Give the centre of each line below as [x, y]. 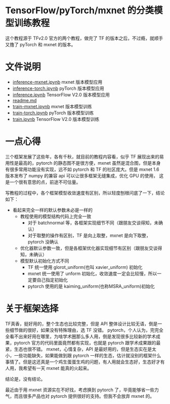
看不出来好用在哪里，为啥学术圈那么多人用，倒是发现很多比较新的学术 [82, 336]
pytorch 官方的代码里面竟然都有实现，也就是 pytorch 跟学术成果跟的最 [87, 343]
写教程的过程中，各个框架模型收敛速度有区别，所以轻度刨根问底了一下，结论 [85, 193]
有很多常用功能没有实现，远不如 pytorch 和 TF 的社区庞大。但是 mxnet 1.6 [82, 169]
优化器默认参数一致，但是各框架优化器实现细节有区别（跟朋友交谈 [89, 248]
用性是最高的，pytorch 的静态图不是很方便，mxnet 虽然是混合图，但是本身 [83, 163]
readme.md [25, 100]
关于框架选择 [32, 308]
